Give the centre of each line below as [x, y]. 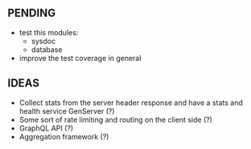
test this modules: [49, 32]
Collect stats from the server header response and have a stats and [131, 103]
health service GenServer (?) [67, 111]
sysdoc [43, 41]
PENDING [32, 13]
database [47, 49]
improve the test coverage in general [80, 58]
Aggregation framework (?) [64, 136]
